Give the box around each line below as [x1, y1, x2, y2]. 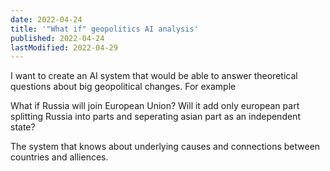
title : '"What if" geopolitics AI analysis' [10, 24, 199, 34]
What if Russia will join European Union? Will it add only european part [10, 100, 300, 112]
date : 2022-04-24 [10, 14, 83, 25]
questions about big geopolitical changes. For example [10, 81, 237, 93]
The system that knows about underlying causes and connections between [10, 141, 321, 153]
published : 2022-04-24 [10, 33, 105, 43]
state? [10, 121, 36, 133]
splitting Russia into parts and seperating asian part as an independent [10, 111, 301, 123]
